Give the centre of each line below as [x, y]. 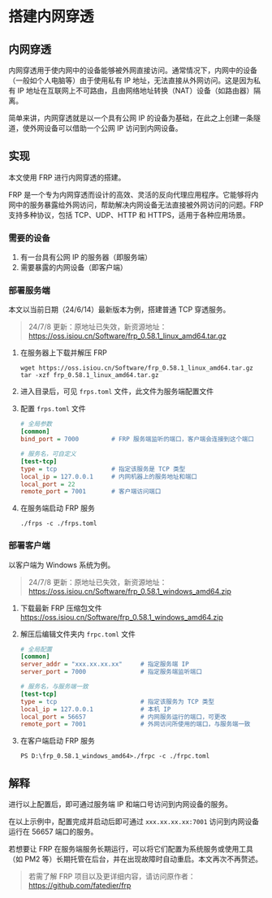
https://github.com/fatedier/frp [80, 886]
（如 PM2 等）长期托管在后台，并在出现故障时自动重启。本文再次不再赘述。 [135, 859]
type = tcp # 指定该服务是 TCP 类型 [103, 469]
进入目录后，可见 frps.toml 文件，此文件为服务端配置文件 [117, 392]
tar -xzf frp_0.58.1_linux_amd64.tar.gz [89, 375]
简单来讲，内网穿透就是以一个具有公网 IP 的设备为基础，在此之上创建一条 [131, 118]
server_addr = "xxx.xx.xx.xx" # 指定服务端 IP [104, 664]
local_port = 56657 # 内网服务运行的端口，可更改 [123, 717]
